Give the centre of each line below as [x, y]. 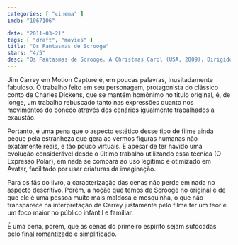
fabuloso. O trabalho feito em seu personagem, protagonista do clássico [113, 87]
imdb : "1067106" [31, 21]
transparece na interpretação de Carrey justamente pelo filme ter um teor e [117, 205]
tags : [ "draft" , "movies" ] [50, 40]
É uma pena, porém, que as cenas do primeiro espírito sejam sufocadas [112, 226]
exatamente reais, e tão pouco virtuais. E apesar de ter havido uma [105, 146]
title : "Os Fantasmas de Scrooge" [58, 47]
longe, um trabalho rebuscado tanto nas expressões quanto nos [101, 102]
